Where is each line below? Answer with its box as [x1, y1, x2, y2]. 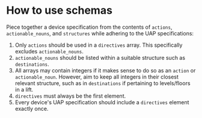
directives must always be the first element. [14, 92, 126, 99]
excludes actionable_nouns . [14, 47, 84, 55]
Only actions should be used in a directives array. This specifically [14, 41, 183, 49]
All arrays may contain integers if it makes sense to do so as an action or [14, 66, 196, 74]
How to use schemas [6, 4, 113, 17]
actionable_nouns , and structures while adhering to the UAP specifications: [6, 29, 194, 37]
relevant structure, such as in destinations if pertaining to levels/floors [14, 79, 191, 87]
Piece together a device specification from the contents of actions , [6, 23, 173, 31]
